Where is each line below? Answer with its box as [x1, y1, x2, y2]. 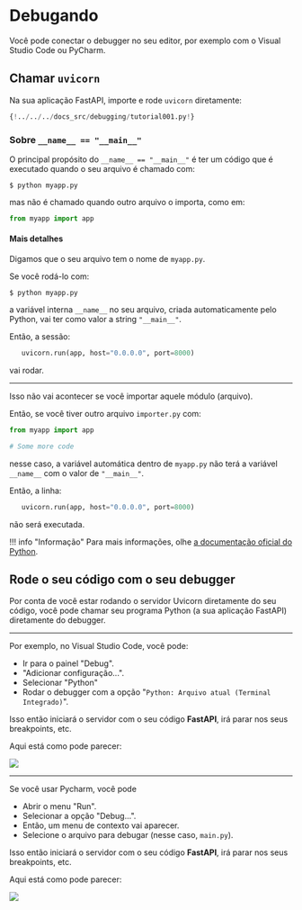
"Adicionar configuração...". [22, 668, 124, 679]
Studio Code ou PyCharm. [9, 44, 106, 55]
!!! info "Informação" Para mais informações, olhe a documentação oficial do [9, 536, 293, 547]
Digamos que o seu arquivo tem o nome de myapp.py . [9, 254, 206, 264]
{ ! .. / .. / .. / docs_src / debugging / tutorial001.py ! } [9, 112, 195, 122]
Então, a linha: [9, 485, 62, 496]
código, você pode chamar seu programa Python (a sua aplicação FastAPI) [9, 605, 288, 617]
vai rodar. [9, 365, 45, 375]
